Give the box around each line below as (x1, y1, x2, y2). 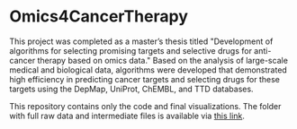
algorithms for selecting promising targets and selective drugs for (9, 45, 252, 56)
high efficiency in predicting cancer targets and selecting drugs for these (9, 73, 281, 84)
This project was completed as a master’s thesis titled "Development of (9, 36, 274, 47)
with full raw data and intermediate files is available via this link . (9, 110, 246, 121)
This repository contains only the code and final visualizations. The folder (9, 100, 282, 111)
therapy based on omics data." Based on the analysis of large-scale (37, 55, 288, 65)
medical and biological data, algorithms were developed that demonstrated (9, 64, 288, 75)
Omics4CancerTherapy (9, 6, 189, 27)
